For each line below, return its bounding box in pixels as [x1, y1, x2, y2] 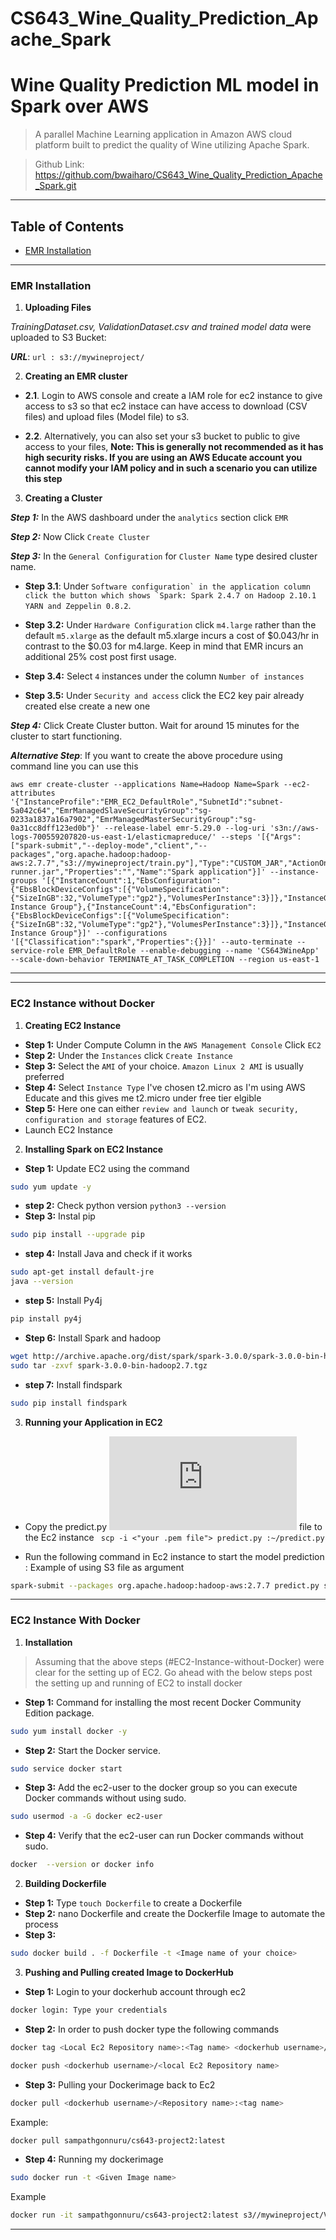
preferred [24, 1070, 65, 1082]
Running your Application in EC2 [24, 1416, 163, 1428]
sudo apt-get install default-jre [10, 1267, 155, 1277]
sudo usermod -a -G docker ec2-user [10, 1812, 163, 1822]
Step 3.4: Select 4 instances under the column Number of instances [24, 670, 305, 682]
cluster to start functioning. [10, 730, 123, 742]
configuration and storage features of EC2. [24, 1113, 207, 1125]
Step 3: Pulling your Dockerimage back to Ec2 [24, 2078, 216, 2091]
